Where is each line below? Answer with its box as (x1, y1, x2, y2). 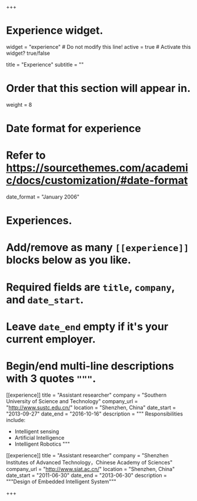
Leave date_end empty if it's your (6, 319, 169, 333)
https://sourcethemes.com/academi (6, 161, 188, 174)
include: (6, 416, 26, 423)
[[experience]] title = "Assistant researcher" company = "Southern (6, 391, 167, 398)
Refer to (6, 149, 46, 162)
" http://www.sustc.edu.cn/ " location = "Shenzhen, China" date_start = (6, 404, 176, 411)
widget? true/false (6, 50, 50, 57)
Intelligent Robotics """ (14, 440, 71, 447)
